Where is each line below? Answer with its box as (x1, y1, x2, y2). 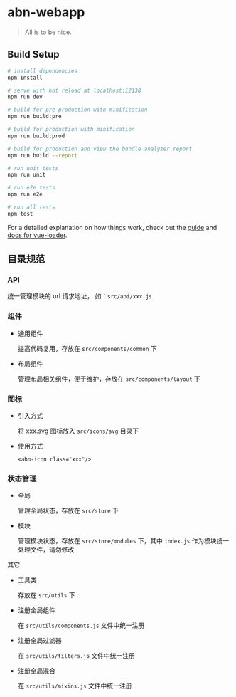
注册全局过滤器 (17, 636, 62, 645)
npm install (7, 74, 43, 81)
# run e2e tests (7, 184, 55, 192)
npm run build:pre (7, 113, 62, 120)
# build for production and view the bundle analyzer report (7, 145, 193, 152)
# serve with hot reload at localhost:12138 (7, 87, 141, 94)
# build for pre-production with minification (7, 106, 148, 114)
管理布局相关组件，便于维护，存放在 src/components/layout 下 (17, 374, 201, 383)
